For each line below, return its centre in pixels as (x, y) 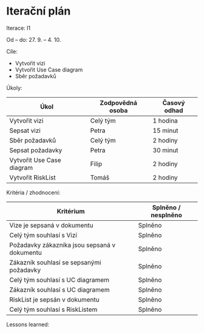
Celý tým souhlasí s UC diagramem (59, 280)
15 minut (165, 130)
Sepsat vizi (25, 130)
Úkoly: (14, 88)
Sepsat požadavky (36, 150)
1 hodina (165, 121)
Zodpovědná (119, 103)
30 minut (165, 150)
